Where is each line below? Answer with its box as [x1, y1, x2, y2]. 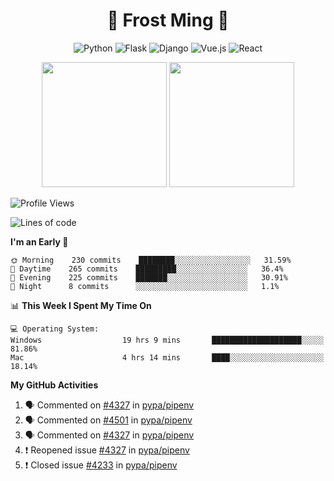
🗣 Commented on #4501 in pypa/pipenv [24, 414, 193, 426]
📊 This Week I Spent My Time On [10, 299, 152, 311]
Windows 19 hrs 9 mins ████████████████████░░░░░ [10, 335, 325, 345]
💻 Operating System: [10, 324, 100, 334]
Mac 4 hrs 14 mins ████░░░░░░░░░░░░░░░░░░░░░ [10, 352, 325, 363]
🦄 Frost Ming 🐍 [106, 9, 230, 32]
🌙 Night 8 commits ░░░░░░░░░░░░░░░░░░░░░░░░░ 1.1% [10, 281, 280, 291]
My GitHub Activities [10, 379, 99, 391]
